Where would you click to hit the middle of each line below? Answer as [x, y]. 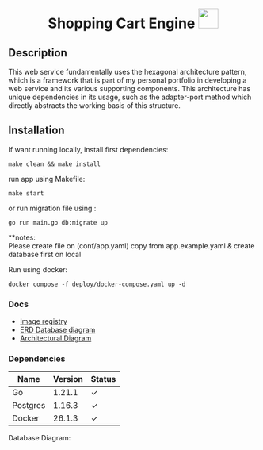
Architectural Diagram [55, 338]
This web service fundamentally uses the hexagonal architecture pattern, [128, 72]
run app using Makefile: [47, 179]
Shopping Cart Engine [122, 23]
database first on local [45, 254]
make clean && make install [55, 164]
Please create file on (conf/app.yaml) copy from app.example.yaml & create [131, 245]
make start [26, 193]
